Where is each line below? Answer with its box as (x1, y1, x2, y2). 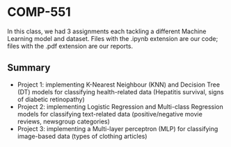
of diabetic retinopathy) (17, 95, 85, 103)
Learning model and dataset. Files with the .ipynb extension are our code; (7, 34, 218, 42)
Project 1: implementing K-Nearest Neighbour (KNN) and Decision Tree (17, 80, 221, 89)
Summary (7, 62, 51, 73)
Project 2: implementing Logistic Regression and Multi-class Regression (17, 102, 224, 111)
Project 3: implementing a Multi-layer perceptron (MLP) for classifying (17, 124, 218, 132)
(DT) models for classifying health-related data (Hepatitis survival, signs (17, 87, 224, 96)
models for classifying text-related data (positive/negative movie (17, 110, 203, 118)
